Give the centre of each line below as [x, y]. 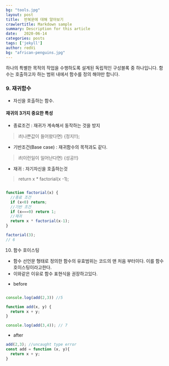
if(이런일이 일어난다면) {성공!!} [48, 158]
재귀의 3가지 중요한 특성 [29, 113]
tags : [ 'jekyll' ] [24, 43]
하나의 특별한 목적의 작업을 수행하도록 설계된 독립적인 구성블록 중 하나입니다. [82, 68]
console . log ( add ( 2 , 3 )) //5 [34, 298]
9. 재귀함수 [19, 89]
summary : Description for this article [48, 29]
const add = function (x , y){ [38, 349]
